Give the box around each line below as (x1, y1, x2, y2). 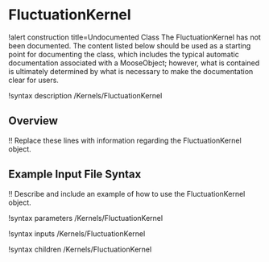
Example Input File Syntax (8, 168, 142, 181)
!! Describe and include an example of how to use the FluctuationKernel (8, 189, 246, 198)
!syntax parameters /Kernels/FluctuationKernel (8, 213, 163, 222)
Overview (8, 114, 59, 128)
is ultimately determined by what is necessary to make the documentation (8, 66, 254, 76)
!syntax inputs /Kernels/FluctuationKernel (8, 228, 146, 239)
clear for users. (8, 75, 59, 85)
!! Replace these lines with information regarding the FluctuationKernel (8, 135, 242, 145)
